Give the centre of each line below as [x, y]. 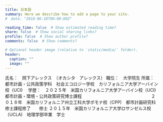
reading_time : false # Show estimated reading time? [61, 27]
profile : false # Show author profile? [47, 37]
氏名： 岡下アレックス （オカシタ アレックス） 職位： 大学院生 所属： [80, 78]
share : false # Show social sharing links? [51, 32]
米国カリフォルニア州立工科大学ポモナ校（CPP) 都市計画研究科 [91, 102]
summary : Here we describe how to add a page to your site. [67, 14]
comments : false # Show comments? [41, 41]
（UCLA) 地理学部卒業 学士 [35, 115]
